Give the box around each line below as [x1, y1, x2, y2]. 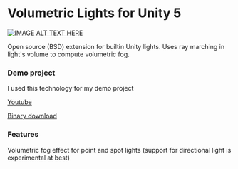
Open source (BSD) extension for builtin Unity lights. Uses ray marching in [7, 42, 225, 51]
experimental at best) [7, 153, 70, 162]
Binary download [7, 112, 57, 121]
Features [7, 130, 39, 140]
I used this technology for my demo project [7, 84, 134, 93]
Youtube [7, 98, 32, 106]
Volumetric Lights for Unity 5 [7, 5, 182, 21]
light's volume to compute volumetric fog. [7, 50, 130, 58]
